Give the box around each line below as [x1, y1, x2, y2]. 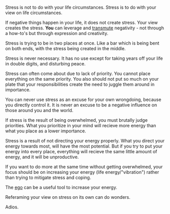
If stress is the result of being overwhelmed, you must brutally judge [5, 117, 148, 123]
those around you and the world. [5, 108, 74, 113]
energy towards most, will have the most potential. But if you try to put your [5, 143, 163, 149]
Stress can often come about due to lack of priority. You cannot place [5, 70, 151, 77]
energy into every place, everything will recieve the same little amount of [5, 149, 157, 154]
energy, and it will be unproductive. [5, 154, 79, 160]
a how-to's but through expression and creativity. [5, 30, 109, 36]
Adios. [5, 204, 19, 210]
